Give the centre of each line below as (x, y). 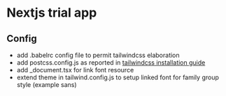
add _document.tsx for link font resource (75, 70)
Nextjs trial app (52, 13)
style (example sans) (47, 85)
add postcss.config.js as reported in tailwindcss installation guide (111, 63)
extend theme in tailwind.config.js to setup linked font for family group (118, 77)
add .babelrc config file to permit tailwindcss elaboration (98, 55)
